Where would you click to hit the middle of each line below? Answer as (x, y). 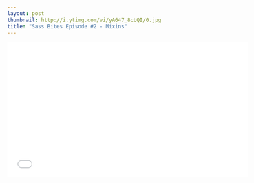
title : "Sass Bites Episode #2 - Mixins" (67, 26)
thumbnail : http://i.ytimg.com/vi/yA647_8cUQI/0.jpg (84, 20)
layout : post (26, 13)
